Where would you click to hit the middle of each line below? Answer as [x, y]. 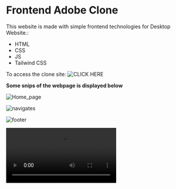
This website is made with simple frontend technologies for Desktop [88, 26]
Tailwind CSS [31, 63]
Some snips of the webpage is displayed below [65, 85]
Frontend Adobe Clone [62, 10]
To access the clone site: [36, 74]
